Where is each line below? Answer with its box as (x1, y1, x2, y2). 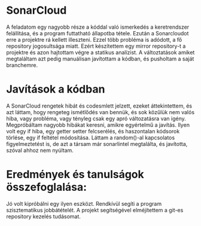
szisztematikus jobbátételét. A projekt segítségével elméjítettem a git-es (6, 206, 184, 213)
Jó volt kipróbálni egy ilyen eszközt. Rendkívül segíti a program (6, 200, 162, 207)
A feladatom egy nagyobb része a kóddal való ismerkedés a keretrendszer (6, 23, 190, 30)
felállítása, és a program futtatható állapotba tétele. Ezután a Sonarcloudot (6, 29, 189, 36)
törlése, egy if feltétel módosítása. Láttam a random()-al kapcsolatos (6, 134, 175, 141)
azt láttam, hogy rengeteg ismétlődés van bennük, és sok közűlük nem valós (6, 108, 195, 115)
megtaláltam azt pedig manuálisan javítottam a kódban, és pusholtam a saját (6, 55, 194, 62)
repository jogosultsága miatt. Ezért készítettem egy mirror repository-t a (6, 42, 186, 50)
